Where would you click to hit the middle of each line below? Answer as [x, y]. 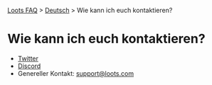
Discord [29, 66]
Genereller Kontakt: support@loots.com [75, 73]
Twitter [28, 58]
